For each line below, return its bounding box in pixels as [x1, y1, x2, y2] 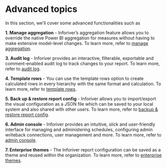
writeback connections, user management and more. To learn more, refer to [5, 132, 161, 138]
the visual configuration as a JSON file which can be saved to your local [5, 101, 153, 107]
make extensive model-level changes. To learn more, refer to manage [5, 40, 148, 46]
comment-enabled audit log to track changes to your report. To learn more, [5, 60, 160, 66]
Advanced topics [5, 3, 77, 15]
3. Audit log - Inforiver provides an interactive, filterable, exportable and [5, 55, 154, 61]
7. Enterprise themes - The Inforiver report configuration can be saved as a [5, 147, 161, 153]
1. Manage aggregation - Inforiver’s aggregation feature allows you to [5, 29, 149, 35]
